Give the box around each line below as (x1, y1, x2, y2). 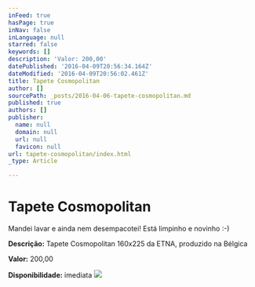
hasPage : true (8, 19, 55, 27)
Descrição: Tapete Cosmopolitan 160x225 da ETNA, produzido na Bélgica (8, 239, 248, 249)
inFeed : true (8, 11, 51, 20)
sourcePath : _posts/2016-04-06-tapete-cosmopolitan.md (8, 92, 191, 100)
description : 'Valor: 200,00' (8, 56, 107, 64)
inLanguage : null (8, 33, 65, 42)
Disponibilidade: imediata (8, 271, 93, 280)
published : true (8, 99, 61, 107)
